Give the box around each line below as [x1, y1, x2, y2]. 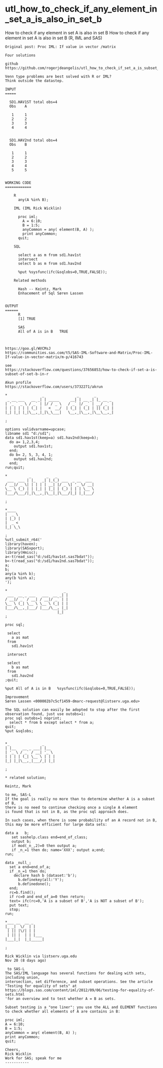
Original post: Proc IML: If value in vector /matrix [5, 44, 116, 49]
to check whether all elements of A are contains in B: [5, 1009, 120, 1014]
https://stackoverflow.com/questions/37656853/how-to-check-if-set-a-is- [5, 367, 158, 372]
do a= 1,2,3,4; [9, 440, 40, 444]
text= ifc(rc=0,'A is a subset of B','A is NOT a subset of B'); [9, 898, 145, 903]
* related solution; [5, 775, 47, 780]
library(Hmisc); [5, 550, 38, 555]
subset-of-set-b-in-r [5, 372, 49, 376]
